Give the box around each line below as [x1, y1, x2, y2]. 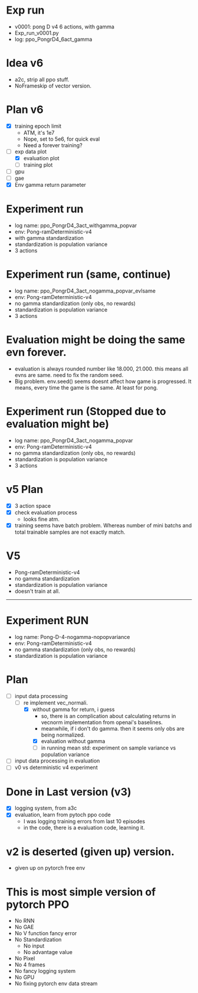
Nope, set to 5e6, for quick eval [23, 135, 100, 142]
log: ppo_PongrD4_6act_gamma [14, 35, 93, 43]
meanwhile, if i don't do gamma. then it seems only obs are [41, 725, 184, 732]
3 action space [14, 502, 51, 509]
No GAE [14, 923, 34, 931]
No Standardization [14, 936, 62, 943]
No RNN [14, 917, 35, 924]
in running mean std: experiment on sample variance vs [41, 744, 176, 751]
